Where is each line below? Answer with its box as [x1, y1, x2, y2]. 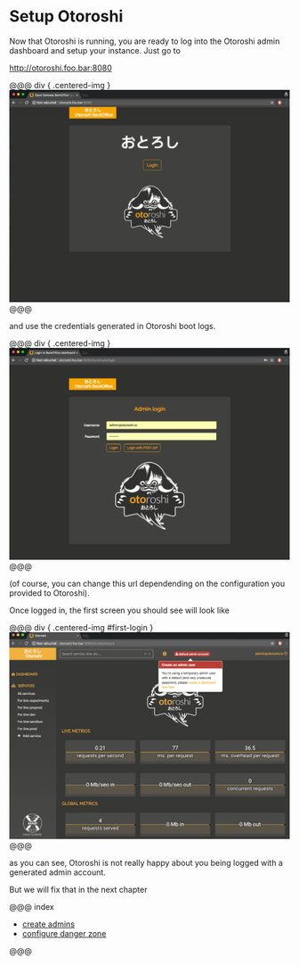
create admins [21, 919, 76, 929]
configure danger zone [21, 928, 107, 938]
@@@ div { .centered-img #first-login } [9, 623, 154, 633]
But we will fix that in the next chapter [9, 884, 148, 895]
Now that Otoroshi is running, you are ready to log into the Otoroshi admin [9, 36, 280, 46]
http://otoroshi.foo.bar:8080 [9, 62, 113, 73]
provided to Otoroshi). [9, 588, 91, 598]
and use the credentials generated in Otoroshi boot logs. [9, 320, 216, 331]
